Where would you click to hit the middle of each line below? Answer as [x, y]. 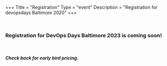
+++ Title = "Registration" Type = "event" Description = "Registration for [81, 7]
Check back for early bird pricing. [42, 58]
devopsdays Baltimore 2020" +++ [41, 13]
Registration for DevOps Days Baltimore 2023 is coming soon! [84, 35]
